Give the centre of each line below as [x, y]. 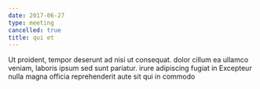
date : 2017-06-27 [37, 15]
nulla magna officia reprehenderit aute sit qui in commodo [102, 76]
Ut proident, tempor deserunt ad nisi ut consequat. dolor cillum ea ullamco [128, 60]
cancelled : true [35, 30]
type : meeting [31, 23]
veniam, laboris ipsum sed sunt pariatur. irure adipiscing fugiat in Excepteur [130, 69]
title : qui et [31, 37]
